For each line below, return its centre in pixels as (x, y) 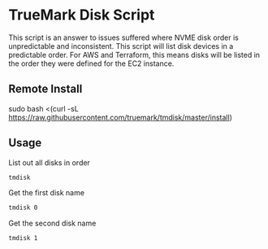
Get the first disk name (47, 193)
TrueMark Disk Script (82, 15)
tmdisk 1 (23, 238)
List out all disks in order (50, 162)
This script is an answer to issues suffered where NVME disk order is (124, 37)
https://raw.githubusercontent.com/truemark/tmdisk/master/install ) (121, 117)
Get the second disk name (52, 223)
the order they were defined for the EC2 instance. (91, 63)
